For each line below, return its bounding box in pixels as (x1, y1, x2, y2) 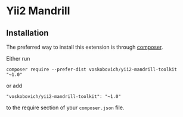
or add (6, 82, 23, 89)
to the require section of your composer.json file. (6, 104, 125, 111)
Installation (6, 28, 49, 38)
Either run (6, 55, 30, 62)
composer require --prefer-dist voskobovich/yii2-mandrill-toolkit (6, 67, 178, 72)
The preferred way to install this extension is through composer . (6, 43, 163, 50)
